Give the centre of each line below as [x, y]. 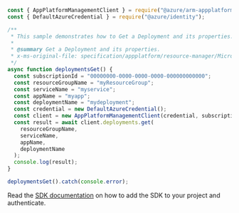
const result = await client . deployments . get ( [84, 123]
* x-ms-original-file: [44, 56]
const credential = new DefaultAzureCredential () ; [90, 109]
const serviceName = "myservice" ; [65, 89]
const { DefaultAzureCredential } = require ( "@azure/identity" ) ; [106, 17]
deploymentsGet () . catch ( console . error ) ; [68, 182]
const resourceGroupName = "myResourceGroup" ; [84, 83]
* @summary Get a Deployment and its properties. [85, 50]
